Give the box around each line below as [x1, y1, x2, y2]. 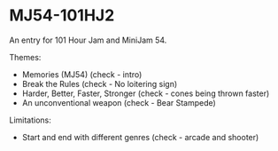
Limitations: [9, 115, 51, 125]
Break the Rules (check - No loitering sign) [21, 78, 178, 89]
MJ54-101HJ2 [9, 5, 115, 26]
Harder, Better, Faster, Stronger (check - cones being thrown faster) [21, 88, 270, 99]
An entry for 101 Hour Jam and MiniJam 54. [9, 35, 167, 45]
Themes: [9, 52, 42, 62]
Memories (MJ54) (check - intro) [21, 68, 143, 80]
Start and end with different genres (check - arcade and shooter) [21, 131, 259, 142]
